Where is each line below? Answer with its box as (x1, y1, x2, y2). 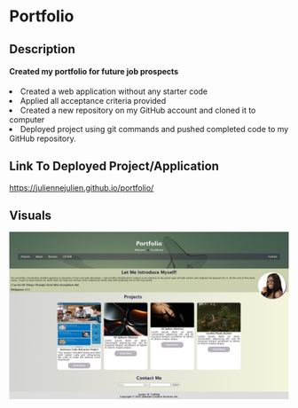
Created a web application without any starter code (20, 86, 208, 97)
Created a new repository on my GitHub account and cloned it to (20, 105, 256, 115)
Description (9, 42, 75, 57)
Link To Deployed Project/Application (9, 159, 220, 174)
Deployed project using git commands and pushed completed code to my (20, 123, 289, 134)
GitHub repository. (9, 133, 77, 144)
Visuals (9, 208, 51, 223)
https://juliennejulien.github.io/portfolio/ (9, 182, 154, 192)
